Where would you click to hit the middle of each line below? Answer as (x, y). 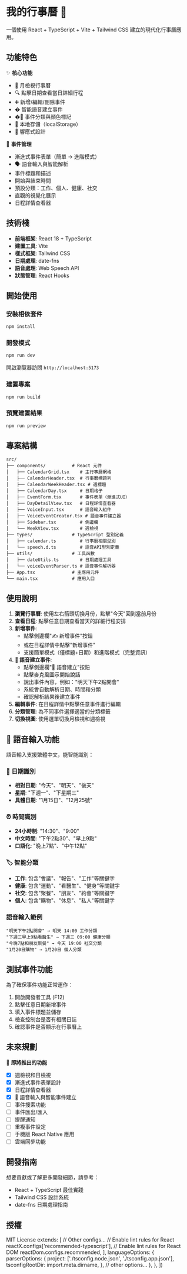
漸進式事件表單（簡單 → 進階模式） (57, 157)
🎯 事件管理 (19, 144)
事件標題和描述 (33, 173)
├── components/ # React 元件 (54, 466)
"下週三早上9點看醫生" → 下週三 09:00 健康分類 (58, 937)
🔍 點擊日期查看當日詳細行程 (49, 93)
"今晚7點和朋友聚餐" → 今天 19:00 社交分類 (54, 944)
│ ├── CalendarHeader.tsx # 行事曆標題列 (59, 478)
